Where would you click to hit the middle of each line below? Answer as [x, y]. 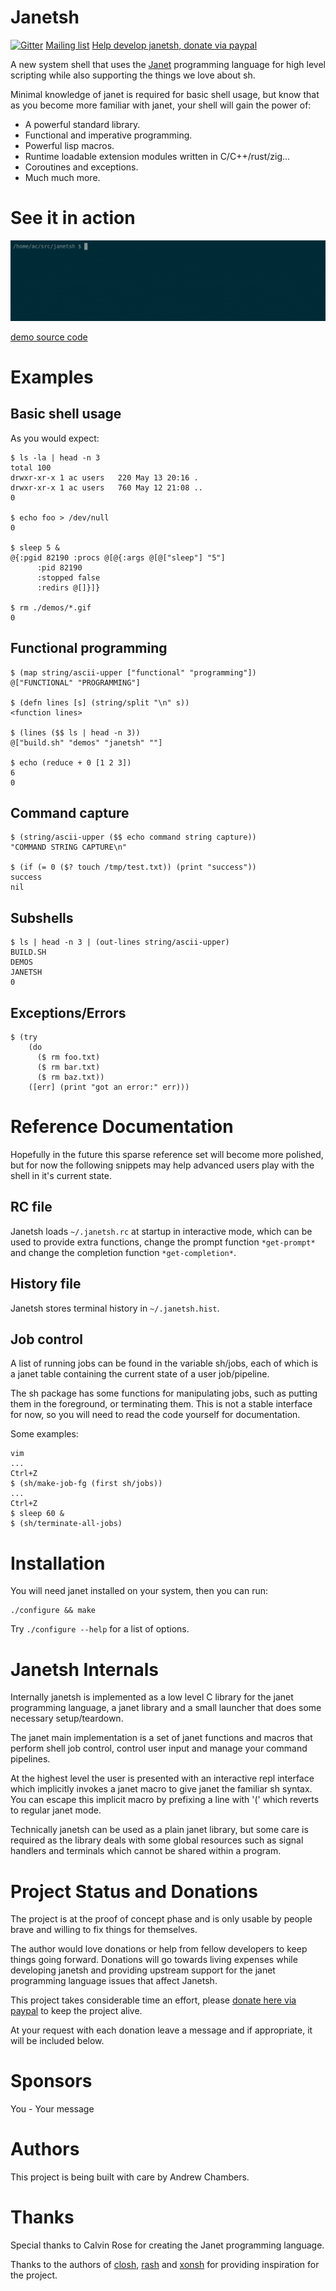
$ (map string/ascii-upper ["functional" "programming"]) [133, 672]
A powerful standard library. [82, 124]
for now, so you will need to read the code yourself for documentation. [155, 1415]
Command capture [70, 813]
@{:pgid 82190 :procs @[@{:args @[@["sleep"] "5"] [118, 557]
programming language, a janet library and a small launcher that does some [166, 1708]
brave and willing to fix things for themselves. [104, 1930]
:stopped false [68, 577]
